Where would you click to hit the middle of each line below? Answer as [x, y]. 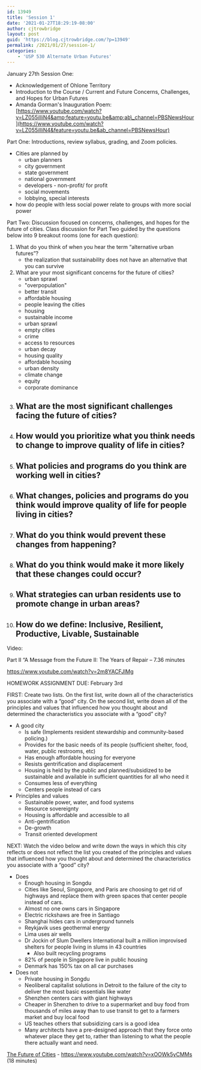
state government [46, 173]
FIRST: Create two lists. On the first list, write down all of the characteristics [100, 695]
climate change [43, 374]
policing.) [36, 738]
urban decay [40, 349]
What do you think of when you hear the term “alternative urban [94, 246]
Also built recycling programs [70, 953]
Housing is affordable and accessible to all [77, 815]
